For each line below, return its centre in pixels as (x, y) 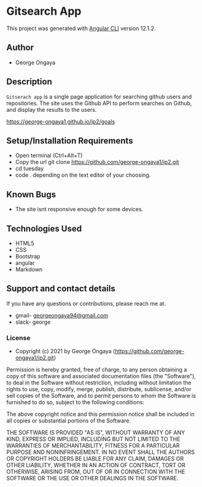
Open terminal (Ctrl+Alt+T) (49, 155)
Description (29, 82)
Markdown (29, 269)
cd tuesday (29, 169)
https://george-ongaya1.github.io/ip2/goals (61, 122)
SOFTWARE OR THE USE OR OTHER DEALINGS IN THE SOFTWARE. (92, 478)
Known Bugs (31, 194)
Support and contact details (61, 289)
